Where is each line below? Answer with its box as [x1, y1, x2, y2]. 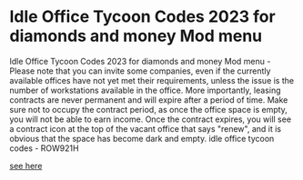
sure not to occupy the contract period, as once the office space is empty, [9, 104, 288, 115]
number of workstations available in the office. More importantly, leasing [9, 85, 281, 95]
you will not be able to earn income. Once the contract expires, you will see [9, 114, 292, 125]
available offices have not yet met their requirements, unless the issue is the [9, 75, 294, 85]
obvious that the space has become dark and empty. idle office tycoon [9, 133, 275, 144]
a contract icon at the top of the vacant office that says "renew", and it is [9, 123, 282, 134]
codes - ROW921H [9, 143, 79, 154]
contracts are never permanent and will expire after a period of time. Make [9, 94, 288, 105]
